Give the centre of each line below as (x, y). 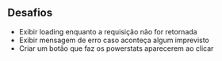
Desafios (30, 13)
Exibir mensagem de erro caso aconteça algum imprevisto (114, 40)
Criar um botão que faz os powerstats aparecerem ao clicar (116, 48)
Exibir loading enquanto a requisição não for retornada (108, 31)
